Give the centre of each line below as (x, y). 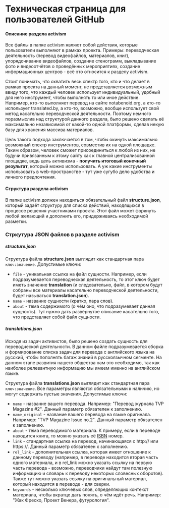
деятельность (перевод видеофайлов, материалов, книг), (67, 55)
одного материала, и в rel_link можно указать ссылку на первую (82, 463)
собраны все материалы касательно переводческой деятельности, (86, 290)
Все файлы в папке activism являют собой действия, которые (71, 45)
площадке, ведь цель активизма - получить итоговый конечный (76, 161)
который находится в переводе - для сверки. (61, 484)
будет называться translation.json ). (51, 296)
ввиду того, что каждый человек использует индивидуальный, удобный (83, 92)
